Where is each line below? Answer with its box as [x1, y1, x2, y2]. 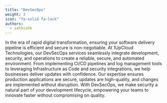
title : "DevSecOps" [5, 7, 46, 12]
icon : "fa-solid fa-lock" [5, 16, 59, 21]
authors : [5, 21, 23, 26]
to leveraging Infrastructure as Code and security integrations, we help [5, 66, 151, 72]
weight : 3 [5, 12, 26, 17]
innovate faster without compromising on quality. [5, 93, 106, 99]
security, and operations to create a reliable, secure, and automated [5, 55, 145, 61]
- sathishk [9, 26, 32, 31]
